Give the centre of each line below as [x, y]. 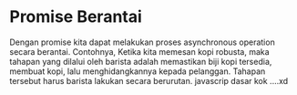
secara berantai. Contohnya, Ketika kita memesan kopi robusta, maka [140, 51]
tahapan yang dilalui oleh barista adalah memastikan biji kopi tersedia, [141, 61]
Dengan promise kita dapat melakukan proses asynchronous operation [142, 42]
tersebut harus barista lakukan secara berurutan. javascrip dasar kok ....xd [149, 80]
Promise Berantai [76, 17]
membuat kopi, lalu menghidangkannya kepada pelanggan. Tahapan [138, 71]
